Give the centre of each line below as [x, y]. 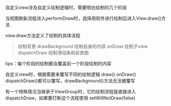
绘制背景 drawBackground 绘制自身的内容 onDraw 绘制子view [83, 46]
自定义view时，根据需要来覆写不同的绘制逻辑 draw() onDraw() [71, 74]
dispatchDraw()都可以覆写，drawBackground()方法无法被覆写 [70, 81]
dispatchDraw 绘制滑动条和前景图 [53, 53]
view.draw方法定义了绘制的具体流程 [43, 35]
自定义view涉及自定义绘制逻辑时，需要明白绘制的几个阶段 [66, 7]
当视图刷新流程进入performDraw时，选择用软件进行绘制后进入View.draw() [83, 18]
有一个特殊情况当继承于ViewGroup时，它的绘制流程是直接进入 [71, 91]
